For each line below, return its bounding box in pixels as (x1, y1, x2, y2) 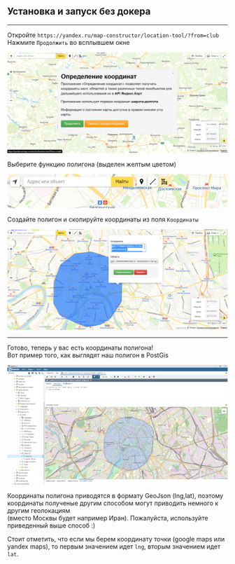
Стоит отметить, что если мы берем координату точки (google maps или (7, 535, 225, 543)
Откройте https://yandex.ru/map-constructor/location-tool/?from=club (7, 31, 219, 39)
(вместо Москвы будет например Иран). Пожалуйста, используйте (7, 514, 208, 522)
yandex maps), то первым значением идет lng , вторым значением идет (7, 542, 221, 551)
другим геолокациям (7, 506, 71, 514)
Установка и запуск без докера (7, 6, 151, 18)
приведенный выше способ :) (7, 521, 96, 530)
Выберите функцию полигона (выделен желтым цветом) (7, 160, 177, 168)
